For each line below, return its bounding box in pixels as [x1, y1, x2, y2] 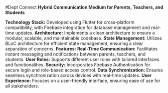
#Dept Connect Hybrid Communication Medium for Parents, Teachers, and [5, 4, 163, 10]
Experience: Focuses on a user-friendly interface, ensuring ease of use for [5, 77, 160, 83]
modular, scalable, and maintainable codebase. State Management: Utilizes [5, 35, 162, 41]
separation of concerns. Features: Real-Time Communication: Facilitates [5, 46, 158, 51]
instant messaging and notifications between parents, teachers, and [5, 51, 146, 57]
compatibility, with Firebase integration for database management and [5, 24, 150, 30]
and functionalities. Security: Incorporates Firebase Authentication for [5, 62, 150, 67]
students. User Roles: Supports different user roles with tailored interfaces [5, 56, 159, 62]
